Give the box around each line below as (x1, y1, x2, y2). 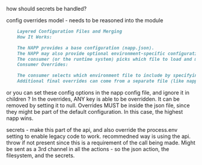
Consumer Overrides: (17, 61, 69, 68)
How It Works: (17, 34, 52, 40)
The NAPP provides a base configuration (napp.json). (17, 45, 155, 51)
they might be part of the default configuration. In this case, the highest (6, 108, 183, 115)
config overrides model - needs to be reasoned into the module (6, 17, 164, 23)
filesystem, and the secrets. (6, 152, 75, 159)
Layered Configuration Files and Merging (17, 28, 122, 34)
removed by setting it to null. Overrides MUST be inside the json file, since (6, 102, 191, 109)
